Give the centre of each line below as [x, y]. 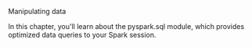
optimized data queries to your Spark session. [82, 35]
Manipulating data [37, 11]
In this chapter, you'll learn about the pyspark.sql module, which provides [126, 26]
